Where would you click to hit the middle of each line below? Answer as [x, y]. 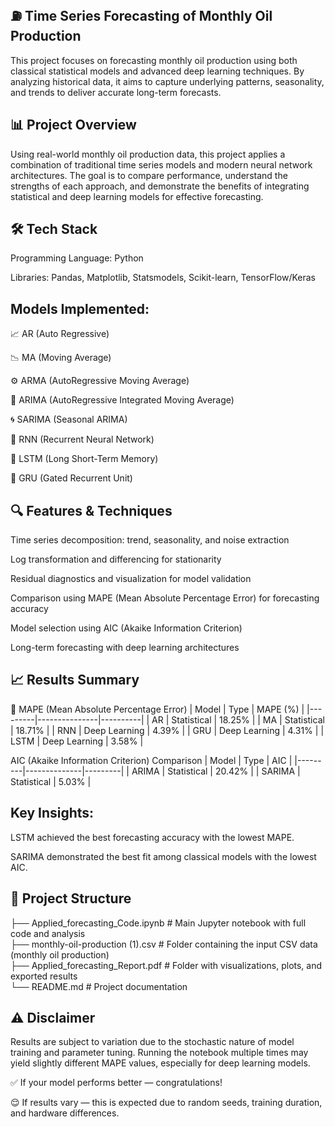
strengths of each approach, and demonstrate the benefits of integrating [160, 186]
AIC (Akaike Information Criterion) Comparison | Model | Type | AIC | [151, 760]
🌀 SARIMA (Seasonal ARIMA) [69, 419]
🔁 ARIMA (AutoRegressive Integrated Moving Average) [122, 400]
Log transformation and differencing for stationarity [116, 559]
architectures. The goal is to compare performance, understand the [149, 175]
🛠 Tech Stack [54, 229]
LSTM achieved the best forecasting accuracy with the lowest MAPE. [152, 837]
